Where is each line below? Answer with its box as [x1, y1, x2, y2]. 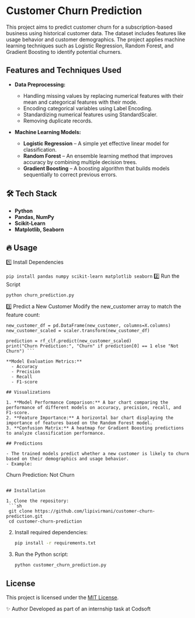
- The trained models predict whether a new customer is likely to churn [6, 451, 190, 457]
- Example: [6, 461, 33, 467]
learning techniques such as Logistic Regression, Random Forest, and [6, 42, 174, 49]
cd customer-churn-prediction [8, 518, 82, 525]
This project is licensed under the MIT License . [6, 593, 119, 601]
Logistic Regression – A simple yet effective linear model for [23, 139, 169, 147]
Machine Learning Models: [14, 128, 81, 135]
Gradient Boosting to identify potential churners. [6, 48, 122, 55]
